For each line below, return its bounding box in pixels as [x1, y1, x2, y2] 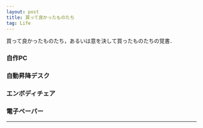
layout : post [6, 8, 39, 15]
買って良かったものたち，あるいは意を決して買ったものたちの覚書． [6, 37, 175, 45]
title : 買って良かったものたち [6, 14, 75, 21]
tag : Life [6, 20, 31, 26]
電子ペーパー [6, 107, 43, 115]
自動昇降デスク [6, 72, 50, 80]
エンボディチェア [6, 89, 56, 98]
